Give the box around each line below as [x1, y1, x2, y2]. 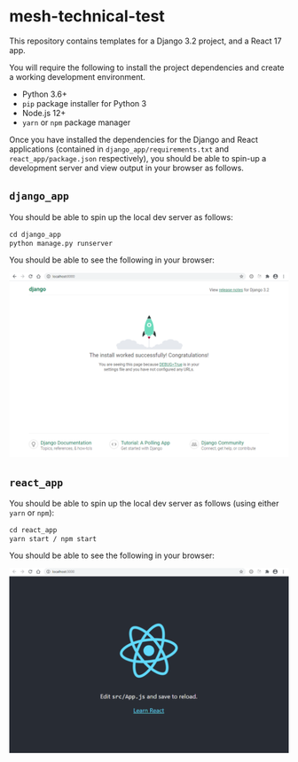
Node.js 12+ [21, 107, 67, 118]
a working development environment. [9, 71, 146, 82]
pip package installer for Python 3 [21, 98, 147, 108]
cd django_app [9, 230, 62, 239]
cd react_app [9, 526, 58, 535]
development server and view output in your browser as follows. [9, 162, 244, 173]
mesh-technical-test [9, 6, 166, 27]
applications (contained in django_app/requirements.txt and [9, 144, 229, 154]
